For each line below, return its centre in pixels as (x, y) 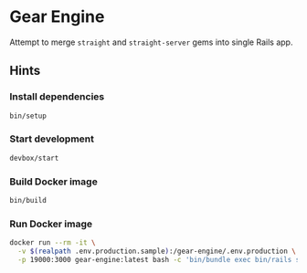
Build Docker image (53, 182)
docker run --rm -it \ (53, 243)
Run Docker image (51, 224)
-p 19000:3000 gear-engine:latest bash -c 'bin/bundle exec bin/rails (155, 259)
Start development (52, 139)
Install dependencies (57, 97)
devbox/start (34, 158)
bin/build (28, 200)
